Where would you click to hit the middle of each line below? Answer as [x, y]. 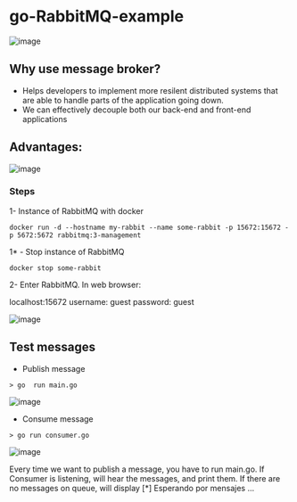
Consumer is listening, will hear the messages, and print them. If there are [145, 478]
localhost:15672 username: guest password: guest [102, 301]
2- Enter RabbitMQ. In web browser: [75, 284]
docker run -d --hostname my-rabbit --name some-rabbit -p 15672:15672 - [149, 227]
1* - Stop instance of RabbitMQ [67, 251]
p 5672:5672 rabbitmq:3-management [75, 235]
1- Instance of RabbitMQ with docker [77, 210]
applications [45, 119]
